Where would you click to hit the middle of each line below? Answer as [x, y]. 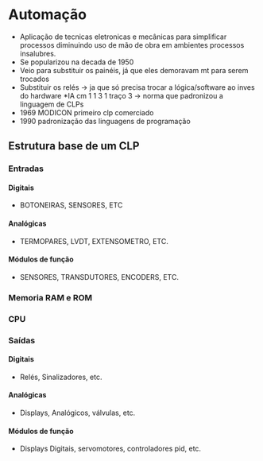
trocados [35, 79]
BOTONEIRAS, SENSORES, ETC [71, 205]
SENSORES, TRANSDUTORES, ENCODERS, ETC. [99, 277]
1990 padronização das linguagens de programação [105, 121]
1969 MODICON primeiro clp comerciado [87, 112]
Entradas [26, 169]
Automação [48, 15]
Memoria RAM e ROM [50, 297]
